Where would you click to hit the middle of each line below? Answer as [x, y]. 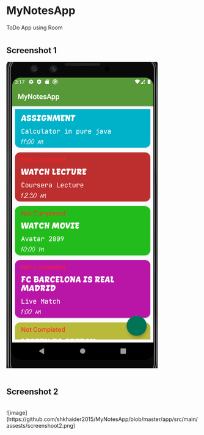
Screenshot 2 [32, 391]
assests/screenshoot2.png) [41, 426]
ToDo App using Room [35, 27]
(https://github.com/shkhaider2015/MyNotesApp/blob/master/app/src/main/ [102, 419]
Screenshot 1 [31, 50]
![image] [17, 413]
